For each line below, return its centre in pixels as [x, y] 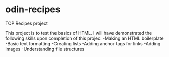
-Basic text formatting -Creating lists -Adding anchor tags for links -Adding [83, 43]
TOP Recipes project [26, 23]
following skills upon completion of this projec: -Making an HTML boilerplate [84, 38]
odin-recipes [33, 9]
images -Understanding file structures [45, 49]
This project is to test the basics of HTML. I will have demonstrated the [79, 33]
